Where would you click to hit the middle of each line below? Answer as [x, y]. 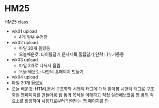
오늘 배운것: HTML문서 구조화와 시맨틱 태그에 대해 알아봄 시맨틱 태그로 [78, 89]
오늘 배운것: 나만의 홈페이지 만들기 [51, 71]
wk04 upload [25, 77]
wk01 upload [24, 31]
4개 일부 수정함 [33, 37]
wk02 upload [25, 42]
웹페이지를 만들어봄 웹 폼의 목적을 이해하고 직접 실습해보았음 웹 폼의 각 [87, 94]
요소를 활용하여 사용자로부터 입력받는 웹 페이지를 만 [60, 101]
